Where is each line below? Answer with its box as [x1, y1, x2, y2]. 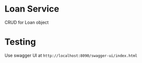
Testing [4, 36, 36, 47]
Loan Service [4, 3, 59, 15]
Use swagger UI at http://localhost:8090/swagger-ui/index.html [4, 52, 138, 58]
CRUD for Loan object [4, 19, 49, 25]
